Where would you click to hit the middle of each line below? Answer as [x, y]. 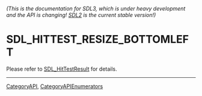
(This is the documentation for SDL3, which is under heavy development [96, 8]
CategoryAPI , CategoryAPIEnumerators [55, 86]
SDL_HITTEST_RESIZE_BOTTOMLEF [98, 39]
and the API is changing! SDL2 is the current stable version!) [81, 14]
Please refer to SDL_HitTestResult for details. [62, 69]
